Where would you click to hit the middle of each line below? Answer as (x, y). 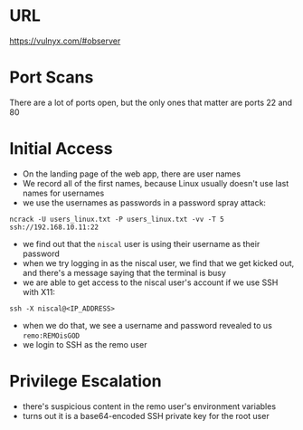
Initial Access (61, 149)
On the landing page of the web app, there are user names (132, 174)
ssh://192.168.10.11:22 (54, 227)
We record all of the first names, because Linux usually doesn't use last (156, 183)
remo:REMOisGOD (51, 336)
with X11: (39, 291)
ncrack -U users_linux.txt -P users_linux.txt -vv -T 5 (117, 219)
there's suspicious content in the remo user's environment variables (149, 406)
